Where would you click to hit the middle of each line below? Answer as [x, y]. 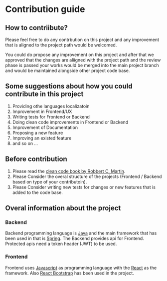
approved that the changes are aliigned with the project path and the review [83, 60]
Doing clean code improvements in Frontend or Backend [70, 122]
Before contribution [36, 159]
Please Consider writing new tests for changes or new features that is [84, 187]
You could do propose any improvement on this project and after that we [80, 54]
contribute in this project [44, 94]
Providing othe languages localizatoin [51, 106]
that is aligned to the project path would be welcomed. [61, 45]
